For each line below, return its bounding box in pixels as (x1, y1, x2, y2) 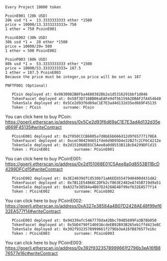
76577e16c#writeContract (5, 251, 58, 256)
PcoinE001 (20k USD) (5, 13, 48, 18)
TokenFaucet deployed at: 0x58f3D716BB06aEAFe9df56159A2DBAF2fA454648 (11, 96, 162, 101)
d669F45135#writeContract (5, 125, 62, 130)
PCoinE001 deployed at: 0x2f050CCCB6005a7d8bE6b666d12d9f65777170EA (11, 134, 157, 139)
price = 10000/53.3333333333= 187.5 (5, 66, 81, 71)
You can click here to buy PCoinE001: (5, 156, 82, 161)
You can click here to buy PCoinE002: (5, 198, 83, 204)
